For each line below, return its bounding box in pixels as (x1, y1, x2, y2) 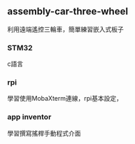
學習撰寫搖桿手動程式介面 (7, 129, 81, 137)
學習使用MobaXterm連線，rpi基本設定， (7, 94, 122, 103)
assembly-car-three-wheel (7, 6, 128, 17)
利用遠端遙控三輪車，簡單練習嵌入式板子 (7, 24, 124, 34)
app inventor (7, 112, 52, 122)
